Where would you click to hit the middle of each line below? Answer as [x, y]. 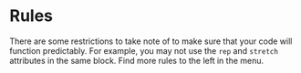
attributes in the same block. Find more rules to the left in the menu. [137, 60]
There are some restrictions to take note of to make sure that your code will [151, 41]
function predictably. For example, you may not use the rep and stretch [144, 50]
